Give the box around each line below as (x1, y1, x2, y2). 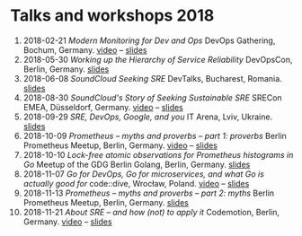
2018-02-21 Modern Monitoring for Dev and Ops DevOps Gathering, (22, 35, 276, 46)
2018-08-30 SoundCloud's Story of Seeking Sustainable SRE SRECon (22, 92, 282, 103)
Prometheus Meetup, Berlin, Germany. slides (22, 197, 190, 207)
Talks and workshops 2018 (10, 5, 215, 26)
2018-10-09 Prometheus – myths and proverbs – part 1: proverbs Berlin (22, 130, 287, 141)
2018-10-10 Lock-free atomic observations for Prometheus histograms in (22, 149, 294, 160)
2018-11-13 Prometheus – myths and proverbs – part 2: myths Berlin (22, 188, 275, 198)
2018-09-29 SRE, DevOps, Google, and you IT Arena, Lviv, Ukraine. (22, 111, 273, 122)
